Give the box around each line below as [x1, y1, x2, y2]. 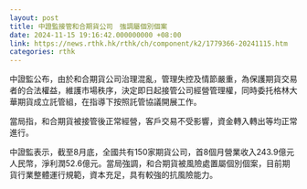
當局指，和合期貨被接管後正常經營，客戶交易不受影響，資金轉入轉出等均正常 [9, 116, 298, 127]
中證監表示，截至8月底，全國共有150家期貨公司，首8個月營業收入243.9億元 [9, 147, 295, 158]
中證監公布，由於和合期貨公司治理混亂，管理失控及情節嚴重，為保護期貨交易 [9, 74, 298, 85]
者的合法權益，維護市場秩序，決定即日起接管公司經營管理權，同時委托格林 [9, 85, 290, 96]
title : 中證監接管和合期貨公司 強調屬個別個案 [9, 22, 168, 31]
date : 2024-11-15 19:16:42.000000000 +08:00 [9, 30, 182, 39]
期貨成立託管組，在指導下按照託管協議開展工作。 [16, 97, 202, 108]
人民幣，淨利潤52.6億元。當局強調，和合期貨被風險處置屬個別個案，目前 [9, 158, 283, 169]
